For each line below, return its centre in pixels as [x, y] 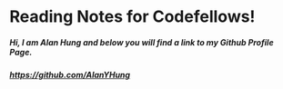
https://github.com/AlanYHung [70, 75]
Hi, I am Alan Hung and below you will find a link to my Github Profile [142, 42]
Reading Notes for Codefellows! [132, 17]
